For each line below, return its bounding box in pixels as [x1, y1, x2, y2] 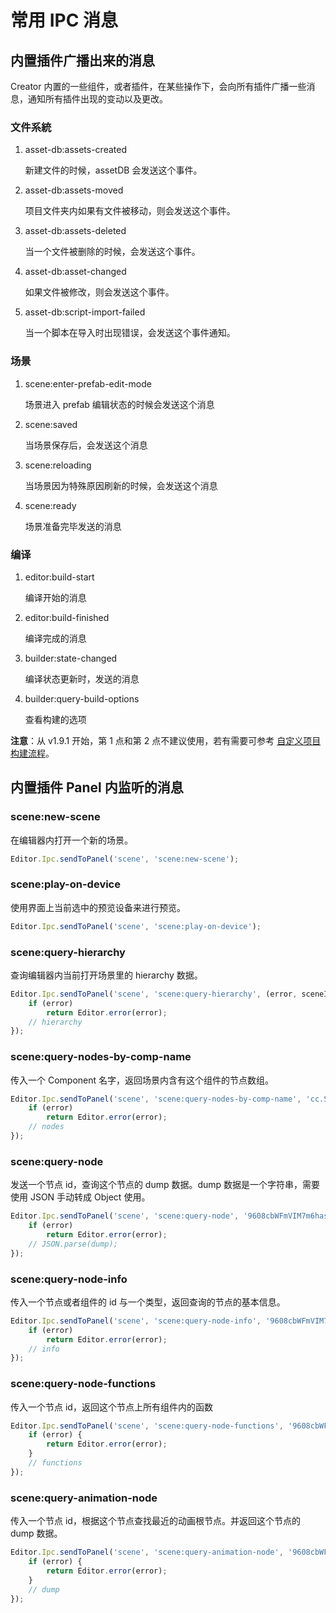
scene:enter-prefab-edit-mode [24, 377, 152, 390]
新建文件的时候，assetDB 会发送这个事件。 [24, 164, 203, 176]
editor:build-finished [24, 611, 110, 623]
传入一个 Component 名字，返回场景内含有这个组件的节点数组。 [10, 1074, 275, 1086]
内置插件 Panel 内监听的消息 [10, 779, 184, 796]
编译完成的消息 [24, 632, 87, 644]
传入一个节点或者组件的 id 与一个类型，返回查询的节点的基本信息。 [10, 1296, 286, 1308]
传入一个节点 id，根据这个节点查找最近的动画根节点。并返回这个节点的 [10, 1515, 301, 1527]
